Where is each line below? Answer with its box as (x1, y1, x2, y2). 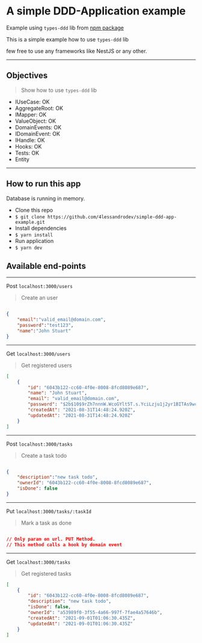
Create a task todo (20, 452, 67, 459)
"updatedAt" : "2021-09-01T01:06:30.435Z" (28, 621, 133, 627)
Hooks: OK (14, 143, 42, 150)
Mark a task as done (20, 519, 72, 526)
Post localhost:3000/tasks (6, 440, 73, 448)
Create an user (20, 294, 58, 301)
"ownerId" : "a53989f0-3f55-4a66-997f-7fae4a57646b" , (28, 609, 163, 615)
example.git (14, 219, 45, 225)
